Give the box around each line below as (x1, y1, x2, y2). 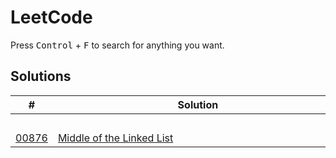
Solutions (10, 68, 72, 85)
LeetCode (10, 6, 93, 29)
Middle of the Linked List (57, 131, 174, 145)
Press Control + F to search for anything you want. (10, 39, 225, 51)
